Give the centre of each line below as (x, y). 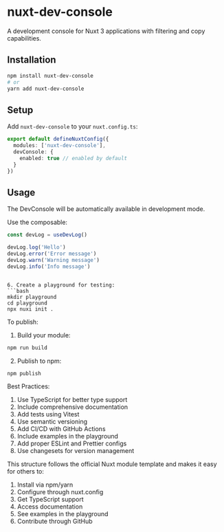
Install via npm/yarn (45, 485)
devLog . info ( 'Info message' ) (49, 266)
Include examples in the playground (68, 436)
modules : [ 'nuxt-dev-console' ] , (60, 146)
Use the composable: (37, 222)
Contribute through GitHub (55, 521)
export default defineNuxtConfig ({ (58, 139)
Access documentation (50, 507)
